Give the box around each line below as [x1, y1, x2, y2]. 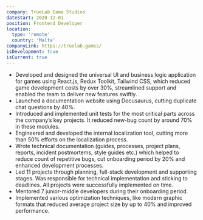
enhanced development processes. [15, 161, 104, 169]
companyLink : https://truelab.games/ [6, 43, 102, 49]
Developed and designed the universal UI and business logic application [15, 71, 196, 78]
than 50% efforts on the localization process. [15, 135, 129, 143]
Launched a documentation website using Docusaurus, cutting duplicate [15, 97, 197, 104]
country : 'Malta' [12, 37, 56, 43]
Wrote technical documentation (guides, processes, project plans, [15, 142, 181, 149]
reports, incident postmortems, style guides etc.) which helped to [15, 149, 179, 156]
